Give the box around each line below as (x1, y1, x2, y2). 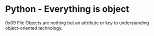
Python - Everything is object (5, 3, 129, 15)
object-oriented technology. (5, 25, 63, 31)
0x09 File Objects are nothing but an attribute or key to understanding (5, 20, 149, 26)
